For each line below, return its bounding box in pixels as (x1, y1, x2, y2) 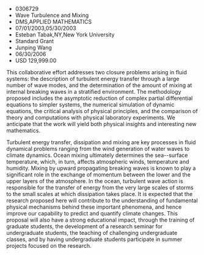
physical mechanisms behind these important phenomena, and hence (6, 203, 182, 211)
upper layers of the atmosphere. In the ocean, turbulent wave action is (6, 178, 183, 184)
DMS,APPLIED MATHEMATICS (15, 18, 92, 25)
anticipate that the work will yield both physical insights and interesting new (6, 121, 197, 127)
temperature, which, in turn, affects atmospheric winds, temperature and (6, 158, 189, 165)
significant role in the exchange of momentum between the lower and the (6, 171, 191, 178)
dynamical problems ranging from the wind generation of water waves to (6, 145, 190, 152)
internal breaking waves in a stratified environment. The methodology (6, 88, 181, 95)
